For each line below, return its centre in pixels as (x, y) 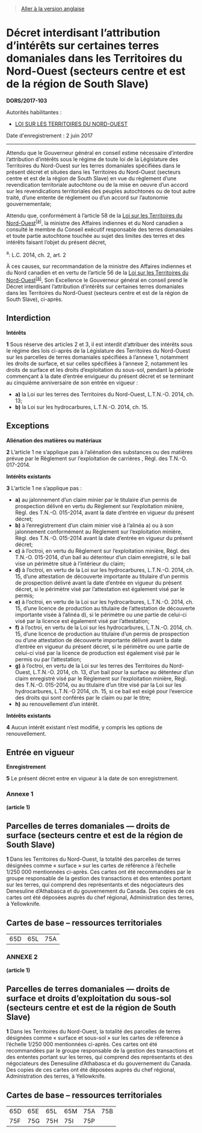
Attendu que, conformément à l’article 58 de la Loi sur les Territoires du (94, 215)
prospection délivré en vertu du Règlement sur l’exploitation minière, (99, 506)
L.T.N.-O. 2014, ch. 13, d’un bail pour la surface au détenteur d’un (113, 672)
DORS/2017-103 (27, 100)
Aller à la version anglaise (53, 9)
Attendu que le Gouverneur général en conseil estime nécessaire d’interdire (100, 153)
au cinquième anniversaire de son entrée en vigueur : (72, 382)
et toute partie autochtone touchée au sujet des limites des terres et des (96, 235)
